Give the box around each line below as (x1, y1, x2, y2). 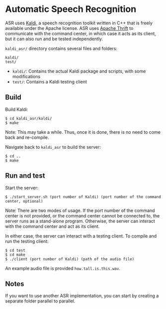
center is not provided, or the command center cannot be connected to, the (5, 212, 160, 218)
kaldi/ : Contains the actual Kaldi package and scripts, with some (12, 68, 146, 74)
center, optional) (5, 199, 43, 204)
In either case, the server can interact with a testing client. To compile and (5, 233, 157, 239)
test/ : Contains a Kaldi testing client (12, 79, 87, 85)
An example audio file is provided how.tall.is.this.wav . (5, 265, 121, 271)
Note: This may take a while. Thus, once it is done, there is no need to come (5, 129, 161, 135)
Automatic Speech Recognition (5, 3, 137, 15)
